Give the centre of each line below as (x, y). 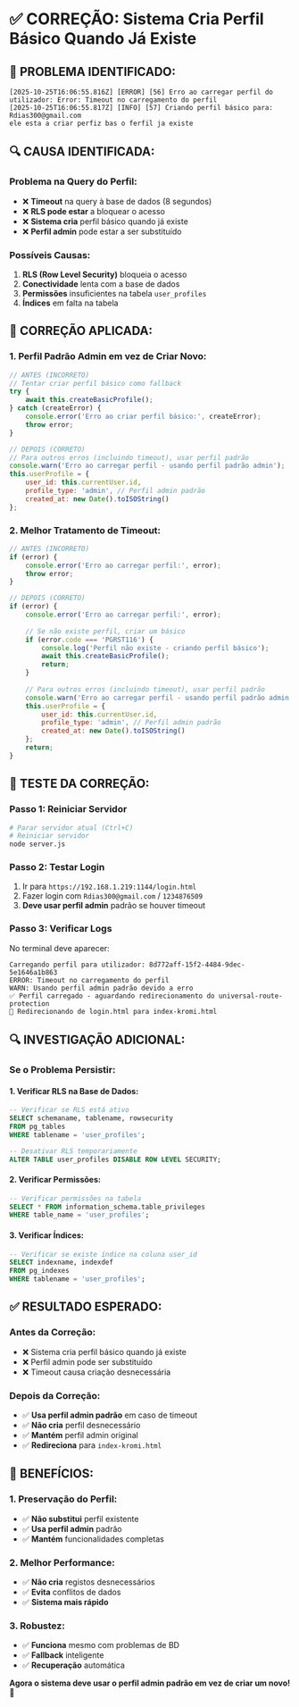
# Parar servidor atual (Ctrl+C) (71, 828)
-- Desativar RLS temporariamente (74, 1151)
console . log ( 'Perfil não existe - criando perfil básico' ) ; (155, 648)
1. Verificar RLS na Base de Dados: (74, 1091)
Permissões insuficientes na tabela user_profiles (114, 293)
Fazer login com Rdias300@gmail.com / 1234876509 (112, 896)
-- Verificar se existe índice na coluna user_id (104, 1254)
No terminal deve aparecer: (59, 948)
